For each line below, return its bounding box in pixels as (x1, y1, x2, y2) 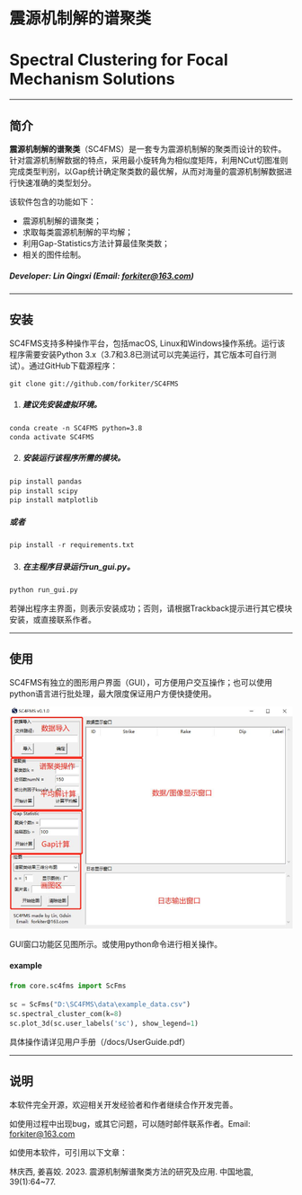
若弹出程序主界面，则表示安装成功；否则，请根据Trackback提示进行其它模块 (9, 603, 293, 614)
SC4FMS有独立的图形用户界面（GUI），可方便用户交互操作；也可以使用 (9, 677, 272, 687)
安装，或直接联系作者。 (9, 614, 96, 624)
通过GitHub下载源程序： (28, 360, 119, 371)
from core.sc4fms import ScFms (9, 981, 127, 990)
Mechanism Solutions (9, 69, 175, 90)
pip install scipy (9, 486, 78, 495)
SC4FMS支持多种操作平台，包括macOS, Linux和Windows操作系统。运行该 (9, 338, 286, 349)
